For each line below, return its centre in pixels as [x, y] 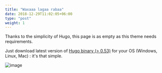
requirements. [19, 42]
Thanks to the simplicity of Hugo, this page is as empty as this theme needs [81, 36]
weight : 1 [15, 23]
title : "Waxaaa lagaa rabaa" [34, 9]
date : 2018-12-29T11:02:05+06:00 [39, 14]
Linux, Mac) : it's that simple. [34, 56]
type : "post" [18, 18]
